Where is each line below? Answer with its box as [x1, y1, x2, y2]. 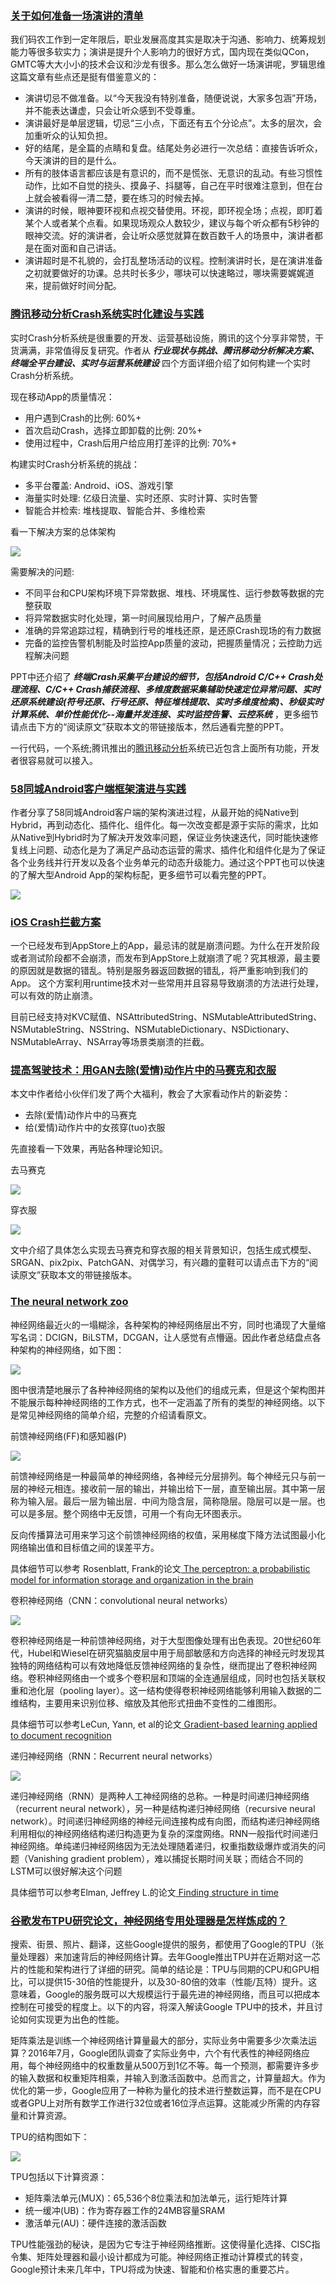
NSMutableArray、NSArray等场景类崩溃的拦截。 [10, 1036, 210, 1048]
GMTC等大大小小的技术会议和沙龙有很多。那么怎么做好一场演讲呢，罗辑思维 [10, 58, 326, 71]
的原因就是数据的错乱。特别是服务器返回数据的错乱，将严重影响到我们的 [10, 965, 308, 977]
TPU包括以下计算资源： [10, 2171, 108, 2183]
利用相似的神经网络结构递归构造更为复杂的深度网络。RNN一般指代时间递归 [10, 1827, 319, 1839]
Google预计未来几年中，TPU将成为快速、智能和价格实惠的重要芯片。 [10, 2263, 295, 2276]
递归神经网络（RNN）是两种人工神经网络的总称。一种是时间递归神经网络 [10, 1790, 310, 1802]
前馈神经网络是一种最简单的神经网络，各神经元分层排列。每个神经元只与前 [10, 1470, 317, 1482]
